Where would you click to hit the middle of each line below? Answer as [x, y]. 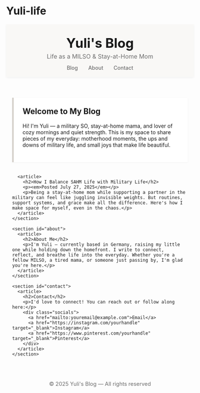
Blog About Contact [100, 68]
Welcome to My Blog [62, 112]
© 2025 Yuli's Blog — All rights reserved [100, 383]
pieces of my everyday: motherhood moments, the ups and [95, 138]
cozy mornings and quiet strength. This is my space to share [97, 132]
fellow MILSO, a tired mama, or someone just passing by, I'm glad [98, 260]
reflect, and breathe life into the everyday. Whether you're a [93, 255]
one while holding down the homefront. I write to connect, [88, 250]
